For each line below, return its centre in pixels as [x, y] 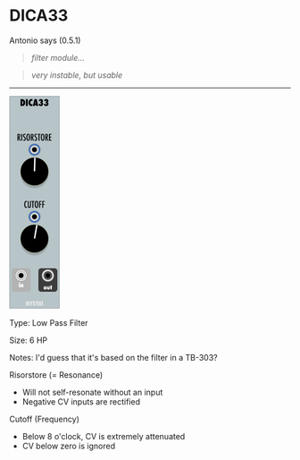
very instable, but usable [77, 75]
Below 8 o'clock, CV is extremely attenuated [104, 436]
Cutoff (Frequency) [45, 419]
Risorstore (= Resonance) [56, 375]
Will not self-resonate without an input [92, 392]
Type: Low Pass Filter [49, 322]
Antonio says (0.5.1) [45, 40]
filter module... [58, 57]
